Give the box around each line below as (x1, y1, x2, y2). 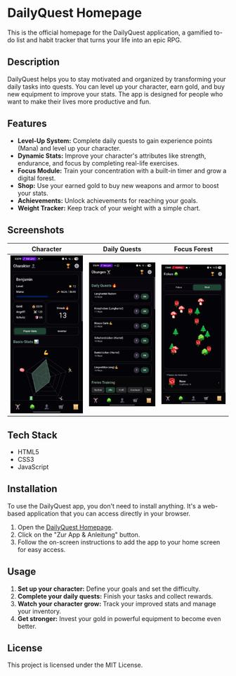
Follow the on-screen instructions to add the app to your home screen (17, 537, 221, 546)
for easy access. (17, 545, 66, 553)
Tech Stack (7, 429, 58, 441)
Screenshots (7, 224, 65, 236)
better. (17, 622, 37, 630)
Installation (7, 483, 58, 495)
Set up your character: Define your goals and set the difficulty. (17, 584, 200, 593)
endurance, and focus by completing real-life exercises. (17, 158, 180, 167)
